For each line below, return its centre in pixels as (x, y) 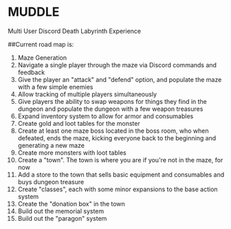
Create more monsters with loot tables (72, 153)
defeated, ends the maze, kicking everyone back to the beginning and (117, 138)
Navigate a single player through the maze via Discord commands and (117, 65)
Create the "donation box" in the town (71, 204)
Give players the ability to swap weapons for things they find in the (112, 101)
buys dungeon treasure (51, 182)
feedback (31, 72)
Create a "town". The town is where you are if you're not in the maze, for (120, 160)
